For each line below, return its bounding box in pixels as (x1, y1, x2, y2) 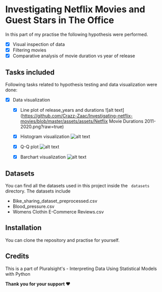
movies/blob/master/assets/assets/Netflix (20, 118, 108, 125)
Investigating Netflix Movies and (5, 4, 145, 15)
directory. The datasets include (5, 188, 71, 194)
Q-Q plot (20, 144, 39, 150)
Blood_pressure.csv (12, 203, 55, 210)
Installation (5, 224, 42, 232)
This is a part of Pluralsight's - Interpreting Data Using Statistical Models (5, 265, 157, 272)
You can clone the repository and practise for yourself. (5, 237, 120, 243)
